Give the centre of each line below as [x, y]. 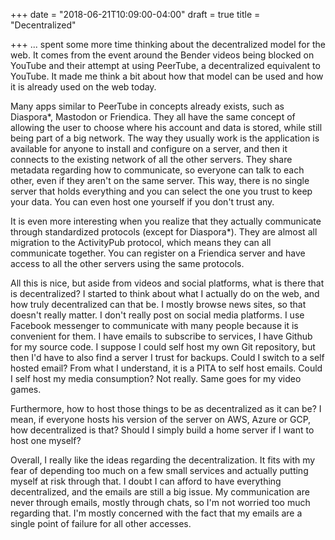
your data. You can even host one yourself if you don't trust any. [142, 202]
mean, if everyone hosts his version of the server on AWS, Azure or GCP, [161, 419]
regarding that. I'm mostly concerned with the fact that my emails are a [156, 513]
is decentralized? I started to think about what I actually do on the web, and [165, 293]
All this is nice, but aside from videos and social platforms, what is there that [167, 283]
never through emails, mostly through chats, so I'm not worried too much [160, 502]
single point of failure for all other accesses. [101, 523]
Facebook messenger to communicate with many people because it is [154, 325]
